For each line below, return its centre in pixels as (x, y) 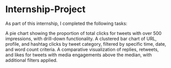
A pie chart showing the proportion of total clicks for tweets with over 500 (83, 33)
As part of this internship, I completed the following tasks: (66, 23)
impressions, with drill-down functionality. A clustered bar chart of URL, (81, 39)
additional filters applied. (32, 60)
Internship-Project (45, 9)
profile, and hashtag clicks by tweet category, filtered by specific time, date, (86, 44)
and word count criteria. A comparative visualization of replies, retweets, (82, 49)
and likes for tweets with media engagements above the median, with (79, 55)
